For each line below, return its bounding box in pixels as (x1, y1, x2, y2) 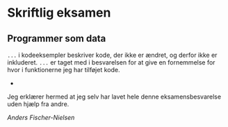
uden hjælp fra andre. (7, 100, 70, 108)
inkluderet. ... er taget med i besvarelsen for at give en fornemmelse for (7, 58, 215, 67)
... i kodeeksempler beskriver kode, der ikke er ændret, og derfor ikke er (7, 51, 218, 59)
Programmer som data (7, 33, 106, 44)
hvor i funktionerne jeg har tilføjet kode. (7, 66, 120, 74)
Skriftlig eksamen (7, 5, 111, 21)
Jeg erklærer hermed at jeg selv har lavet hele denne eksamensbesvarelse (7, 92, 221, 101)
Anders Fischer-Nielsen (7, 113, 75, 121)
